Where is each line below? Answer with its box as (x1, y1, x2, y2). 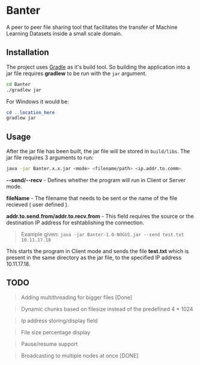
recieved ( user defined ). (6, 201, 69, 208)
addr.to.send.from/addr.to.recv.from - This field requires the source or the (6, 212, 194, 219)
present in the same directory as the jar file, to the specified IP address (6, 254, 182, 261)
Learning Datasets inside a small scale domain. (6, 29, 123, 37)
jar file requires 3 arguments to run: (6, 154, 94, 161)
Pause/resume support (20, 340, 78, 348)
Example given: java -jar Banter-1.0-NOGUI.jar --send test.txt (20, 230, 184, 238)
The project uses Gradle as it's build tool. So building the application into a (6, 63, 190, 70)
